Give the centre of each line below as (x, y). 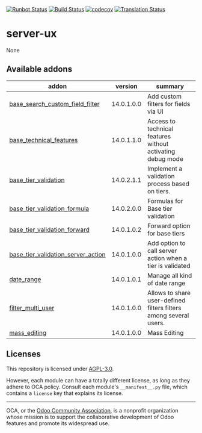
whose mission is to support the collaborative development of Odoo (90, 417)
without (158, 143)
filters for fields (169, 104)
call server (162, 251)
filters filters (164, 308)
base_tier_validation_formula (49, 208)
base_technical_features (44, 140)
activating (161, 151)
